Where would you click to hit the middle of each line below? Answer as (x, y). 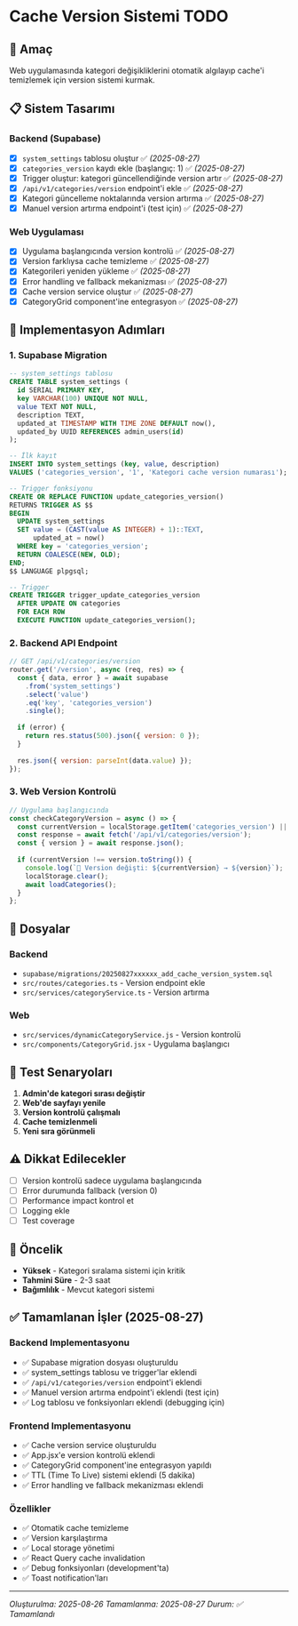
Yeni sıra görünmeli (59, 1132)
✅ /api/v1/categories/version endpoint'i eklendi (112, 1382)
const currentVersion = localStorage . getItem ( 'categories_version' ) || (153, 827)
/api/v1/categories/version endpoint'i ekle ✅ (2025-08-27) (133, 188)
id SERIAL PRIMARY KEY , (61, 390)
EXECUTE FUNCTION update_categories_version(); (107, 621)
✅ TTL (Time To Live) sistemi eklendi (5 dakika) (109, 1475)
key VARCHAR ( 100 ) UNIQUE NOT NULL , (83, 399)
